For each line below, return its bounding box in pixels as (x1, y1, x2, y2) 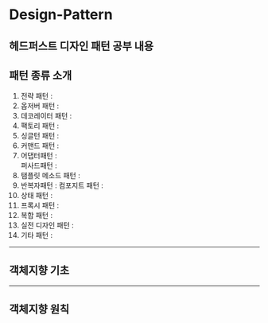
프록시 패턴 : (20, 200, 60, 210)
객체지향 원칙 (9, 302, 70, 316)
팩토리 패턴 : (20, 121, 60, 130)
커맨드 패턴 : (20, 141, 60, 150)
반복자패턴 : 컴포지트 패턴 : (20, 181, 104, 190)
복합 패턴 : (20, 211, 53, 220)
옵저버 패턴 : (20, 101, 60, 111)
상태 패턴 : (20, 191, 53, 200)
